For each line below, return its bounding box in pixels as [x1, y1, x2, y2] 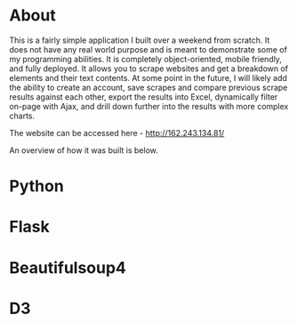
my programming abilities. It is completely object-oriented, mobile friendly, [9, 53, 283, 64]
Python [9, 176, 64, 197]
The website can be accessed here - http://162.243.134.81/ [9, 127, 225, 138]
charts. [9, 110, 36, 121]
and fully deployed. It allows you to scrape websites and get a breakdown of [9, 63, 289, 74]
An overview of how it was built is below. [9, 144, 158, 156]
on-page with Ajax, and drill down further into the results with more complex [9, 101, 289, 111]
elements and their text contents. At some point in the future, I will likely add [9, 72, 287, 83]
